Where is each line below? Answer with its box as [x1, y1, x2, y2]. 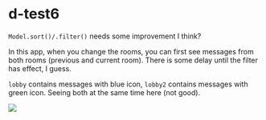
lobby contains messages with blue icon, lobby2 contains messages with [8, 79, 248, 89]
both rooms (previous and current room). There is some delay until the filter [8, 55, 259, 65]
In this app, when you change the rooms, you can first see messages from [8, 46, 255, 56]
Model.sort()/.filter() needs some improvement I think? [8, 31, 202, 41]
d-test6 [8, 5, 60, 23]
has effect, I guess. [8, 63, 72, 73]
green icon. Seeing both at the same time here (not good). [8, 87, 201, 97]
